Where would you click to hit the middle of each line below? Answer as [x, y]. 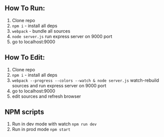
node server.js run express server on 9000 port [62, 36]
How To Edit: [25, 57]
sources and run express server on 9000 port [59, 85]
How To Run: [25, 8]
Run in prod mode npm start [41, 129]
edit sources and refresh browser [46, 96]
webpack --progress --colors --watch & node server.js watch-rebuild [85, 80]
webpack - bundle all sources [41, 31]
